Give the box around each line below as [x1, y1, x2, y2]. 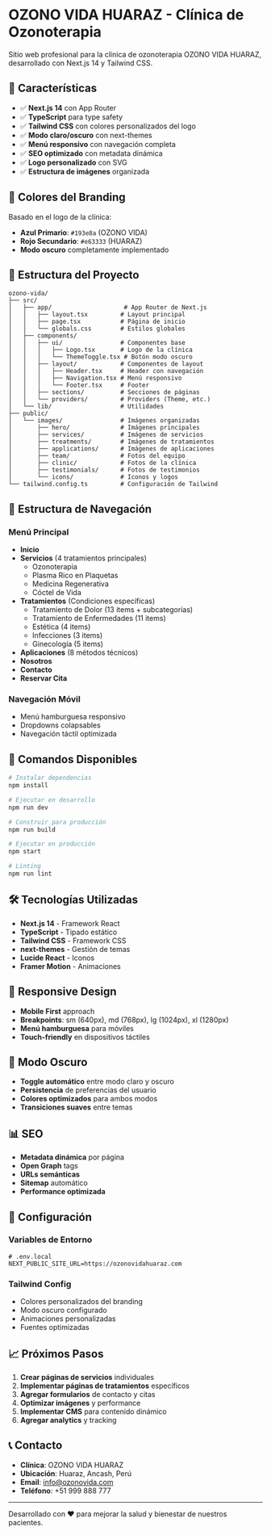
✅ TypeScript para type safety [19, 111, 123, 122]
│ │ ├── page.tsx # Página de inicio [8, 317, 186, 326]
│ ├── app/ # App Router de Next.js [8, 304, 207, 312]
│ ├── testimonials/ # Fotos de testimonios [8, 466, 200, 474]
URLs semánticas [19, 1169, 81, 1180]
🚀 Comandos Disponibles [8, 753, 138, 766]
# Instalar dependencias [8, 774, 92, 782]
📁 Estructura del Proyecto [8, 268, 140, 282]
